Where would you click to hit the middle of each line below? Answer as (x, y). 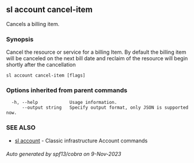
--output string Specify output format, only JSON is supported (105, 108)
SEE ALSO (21, 128)
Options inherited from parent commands (67, 90)
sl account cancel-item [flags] (46, 76)
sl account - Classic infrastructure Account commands (81, 141)
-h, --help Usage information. (64, 103)
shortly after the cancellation (41, 65)
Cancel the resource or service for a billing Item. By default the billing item (96, 52)
